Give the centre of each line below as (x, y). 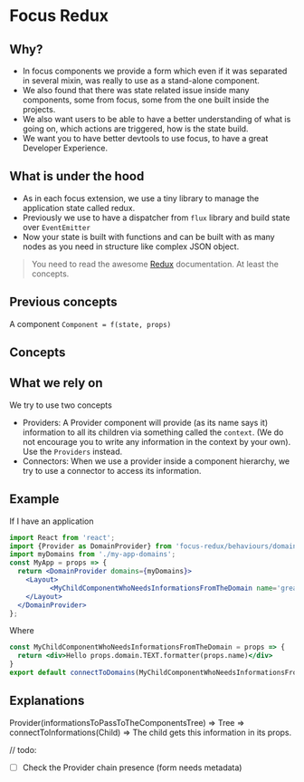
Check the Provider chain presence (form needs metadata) (132, 768)
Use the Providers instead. (72, 451)
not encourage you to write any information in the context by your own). (157, 441)
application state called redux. (79, 208)
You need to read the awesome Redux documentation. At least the (155, 264)
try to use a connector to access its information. (112, 470)
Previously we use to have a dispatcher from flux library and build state (157, 217)
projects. (39, 109)
